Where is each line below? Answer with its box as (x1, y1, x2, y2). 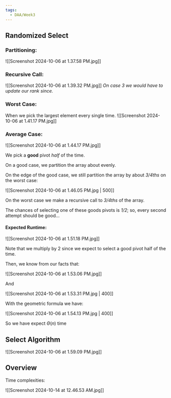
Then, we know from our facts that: (5, 261, 80, 267)
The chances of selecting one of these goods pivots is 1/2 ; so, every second (5, 207, 166, 213)
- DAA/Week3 (10, 12, 36, 17)
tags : (5, 7, 17, 13)
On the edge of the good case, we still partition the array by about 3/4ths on (5, 172, 166, 178)
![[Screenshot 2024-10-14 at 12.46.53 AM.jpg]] (5, 387, 104, 393)
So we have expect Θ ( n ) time (5, 320, 67, 326)
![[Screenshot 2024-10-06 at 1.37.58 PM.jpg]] (5, 58, 101, 64)
